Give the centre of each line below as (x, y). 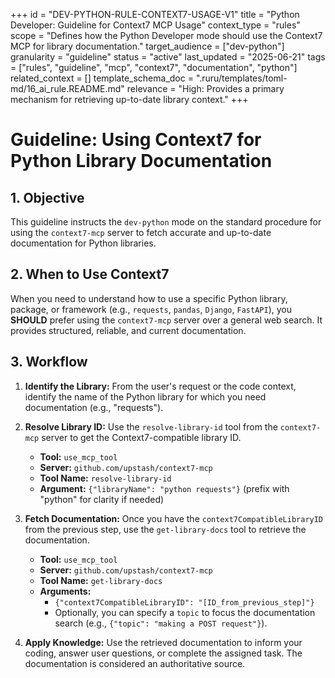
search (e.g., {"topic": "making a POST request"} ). (161, 623)
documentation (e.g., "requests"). (94, 407)
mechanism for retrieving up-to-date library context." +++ (129, 99)
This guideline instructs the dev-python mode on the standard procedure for (166, 222)
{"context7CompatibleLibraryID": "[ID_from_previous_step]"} (184, 602)
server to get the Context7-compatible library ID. (141, 437)
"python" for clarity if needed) (102, 499)
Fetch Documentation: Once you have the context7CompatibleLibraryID (174, 518)
